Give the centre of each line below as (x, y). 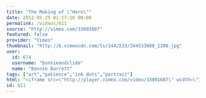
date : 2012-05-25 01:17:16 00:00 (49, 18)
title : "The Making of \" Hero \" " (49, 12)
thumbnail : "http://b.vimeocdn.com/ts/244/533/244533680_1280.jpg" (94, 46)
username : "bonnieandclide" (48, 63)
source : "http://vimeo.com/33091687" (55, 29)
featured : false (27, 35)
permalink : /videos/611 (37, 23)
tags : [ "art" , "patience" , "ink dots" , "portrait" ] (70, 74)
